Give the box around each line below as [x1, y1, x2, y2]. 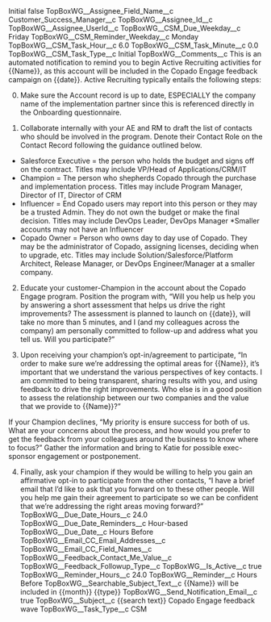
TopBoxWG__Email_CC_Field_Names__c [19, 545, 152, 553]
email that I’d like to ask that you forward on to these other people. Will [19, 484, 255, 494]
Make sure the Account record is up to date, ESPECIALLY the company [19, 90, 256, 100]
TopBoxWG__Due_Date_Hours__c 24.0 [19, 510, 148, 520]
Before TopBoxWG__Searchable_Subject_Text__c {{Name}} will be [19, 578, 240, 588]
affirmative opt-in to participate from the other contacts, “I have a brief [19, 476, 256, 485]
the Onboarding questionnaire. [19, 107, 123, 117]
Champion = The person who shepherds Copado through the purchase [19, 173, 256, 182]
